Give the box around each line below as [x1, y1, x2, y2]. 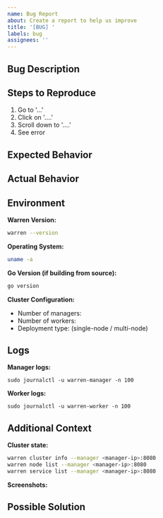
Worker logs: [7, 389, 47, 398]
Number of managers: [17, 309, 83, 317]
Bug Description [7, 63, 80, 75]
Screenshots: [7, 480, 48, 489]
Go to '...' [17, 105, 44, 114]
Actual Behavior [7, 173, 80, 185]
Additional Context [7, 422, 92, 434]
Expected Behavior [7, 149, 93, 161]
